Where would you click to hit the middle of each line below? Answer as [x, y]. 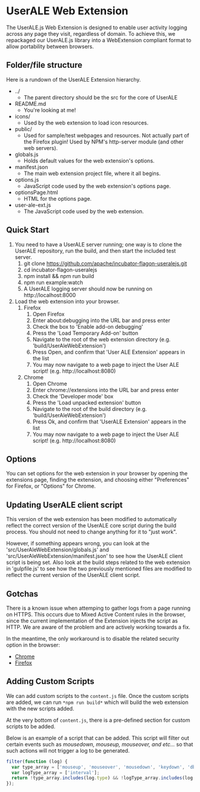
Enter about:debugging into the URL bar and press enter [101, 320]
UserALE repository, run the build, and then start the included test [95, 251]
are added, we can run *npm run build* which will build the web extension [97, 702]
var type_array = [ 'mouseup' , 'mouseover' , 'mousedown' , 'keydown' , [98, 767]
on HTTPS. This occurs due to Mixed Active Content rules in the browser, [96, 614]
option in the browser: [33, 645]
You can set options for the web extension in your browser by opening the [97, 473]
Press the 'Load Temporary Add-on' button [85, 333]
